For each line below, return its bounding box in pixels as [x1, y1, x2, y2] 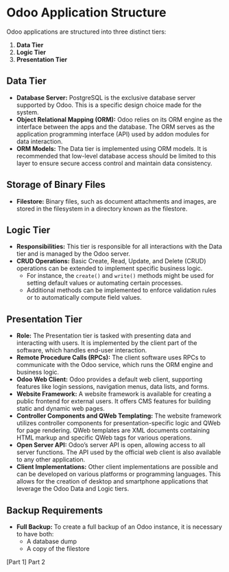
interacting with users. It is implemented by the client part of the [16, 339, 197, 347]
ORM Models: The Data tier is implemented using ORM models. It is [16, 144, 208, 152]
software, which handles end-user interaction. [16, 346, 147, 355]
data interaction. [16, 137, 63, 145]
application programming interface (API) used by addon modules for [16, 130, 210, 138]
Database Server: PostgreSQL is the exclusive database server [16, 93, 196, 102]
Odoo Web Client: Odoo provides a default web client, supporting [16, 375, 203, 383]
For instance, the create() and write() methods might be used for [26, 272, 214, 280]
